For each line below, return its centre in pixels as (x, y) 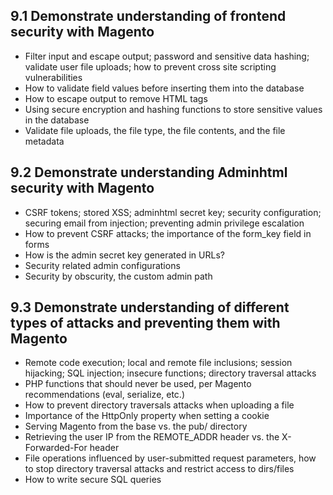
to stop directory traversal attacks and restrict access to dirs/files (159, 469)
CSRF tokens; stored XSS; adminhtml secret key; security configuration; (173, 212)
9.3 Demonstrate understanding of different (150, 307)
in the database (57, 120)
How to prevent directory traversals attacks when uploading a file (159, 405)
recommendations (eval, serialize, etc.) (105, 395)
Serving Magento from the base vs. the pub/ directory (136, 426)
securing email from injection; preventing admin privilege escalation (164, 223)
